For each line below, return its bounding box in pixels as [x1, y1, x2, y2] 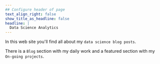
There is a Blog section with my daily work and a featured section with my [5, 48, 155, 54]
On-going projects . [5, 53, 44, 59]
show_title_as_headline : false [5, 16, 70, 21]
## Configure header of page [5, 7, 65, 12]
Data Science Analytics [9, 25, 58, 30]
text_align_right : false [5, 12, 56, 17]
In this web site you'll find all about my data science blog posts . [5, 39, 137, 44]
